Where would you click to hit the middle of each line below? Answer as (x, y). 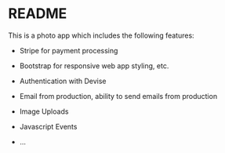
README (38, 14)
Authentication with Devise (63, 81)
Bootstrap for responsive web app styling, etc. (94, 66)
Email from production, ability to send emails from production (118, 96)
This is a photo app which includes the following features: (101, 35)
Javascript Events (48, 126)
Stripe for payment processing (69, 50)
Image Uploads (44, 111)
